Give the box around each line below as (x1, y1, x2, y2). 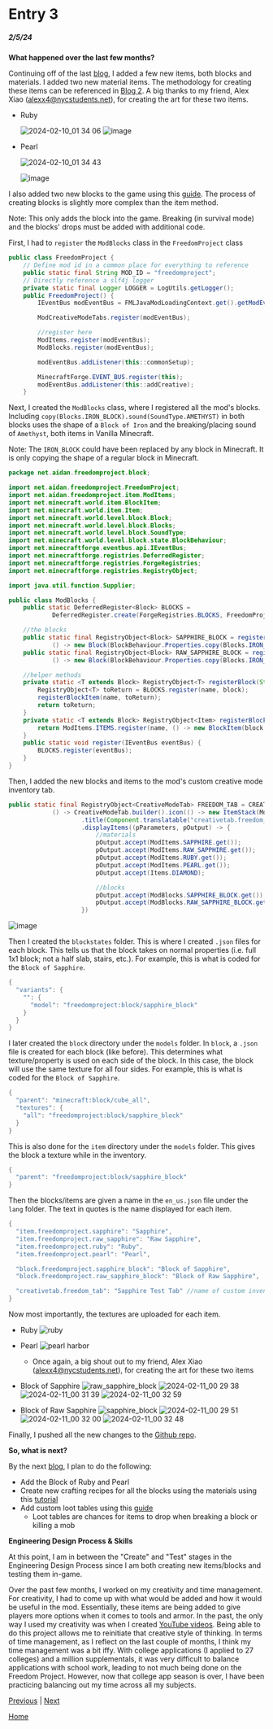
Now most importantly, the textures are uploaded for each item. (8, 1309, 221, 1319)
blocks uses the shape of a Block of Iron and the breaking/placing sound (8, 420, 257, 430)
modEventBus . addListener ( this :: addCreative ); (37, 380, 195, 389)
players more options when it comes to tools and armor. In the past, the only (8, 1611, 263, 1621)
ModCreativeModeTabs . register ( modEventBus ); (37, 314, 191, 322)
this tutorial (19, 1495, 58, 1504)
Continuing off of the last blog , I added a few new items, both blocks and (8, 68, 252, 78)
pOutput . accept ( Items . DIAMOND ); (95, 868, 206, 877)
